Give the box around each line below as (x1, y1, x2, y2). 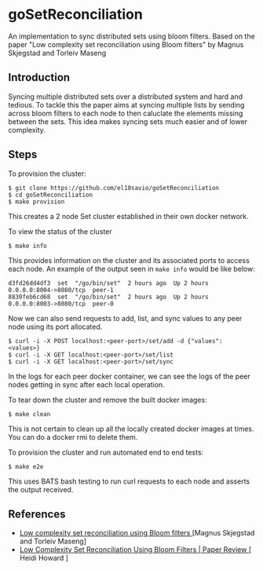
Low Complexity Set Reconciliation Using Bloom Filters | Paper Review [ (19, 545, 252, 554)
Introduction (8, 71, 71, 84)
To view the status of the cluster (8, 226, 112, 236)
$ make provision (8, 198, 65, 206)
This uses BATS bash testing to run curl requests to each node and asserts (8, 477, 250, 486)
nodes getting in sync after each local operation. (8, 379, 165, 389)
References (8, 507, 66, 521)
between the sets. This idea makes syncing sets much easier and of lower (8, 116, 248, 126)
